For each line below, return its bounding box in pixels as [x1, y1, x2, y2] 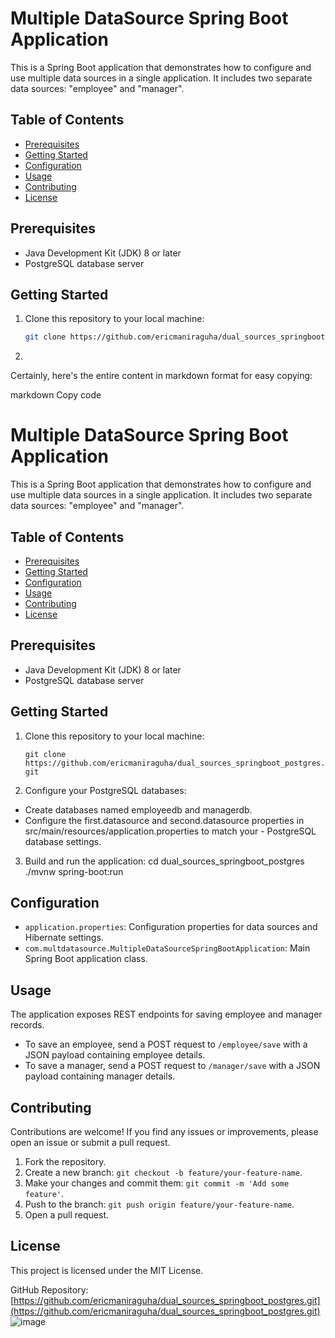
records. [10, 1019, 45, 1031]
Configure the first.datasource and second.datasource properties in [24, 814, 305, 826]
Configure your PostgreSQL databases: [24, 784, 187, 796]
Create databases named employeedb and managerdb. [24, 803, 253, 816]
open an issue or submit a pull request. [10, 1137, 171, 1149]
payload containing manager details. [24, 1070, 176, 1082]
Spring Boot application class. [24, 953, 148, 965]
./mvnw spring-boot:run [24, 865, 124, 877]
